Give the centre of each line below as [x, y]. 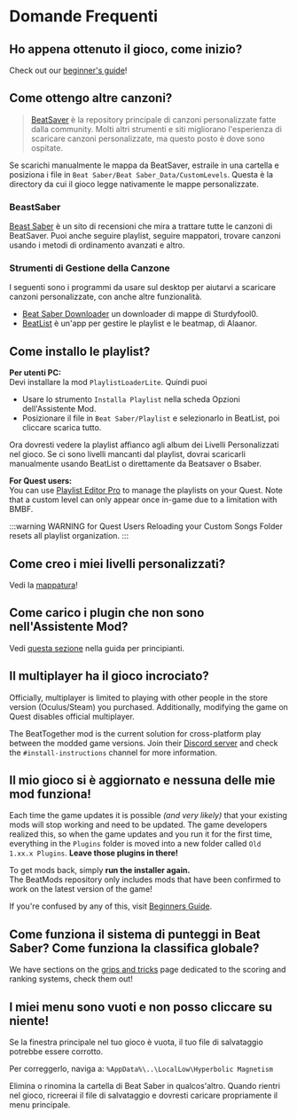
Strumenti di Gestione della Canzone [90, 268]
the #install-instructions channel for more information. [113, 753]
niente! [29, 1021]
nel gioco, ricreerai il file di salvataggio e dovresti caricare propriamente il [143, 1095]
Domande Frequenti [83, 16]
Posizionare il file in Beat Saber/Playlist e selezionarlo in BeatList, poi [151, 418]
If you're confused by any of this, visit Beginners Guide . [111, 906]
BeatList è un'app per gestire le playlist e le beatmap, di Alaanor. [139, 323]
